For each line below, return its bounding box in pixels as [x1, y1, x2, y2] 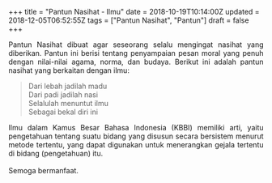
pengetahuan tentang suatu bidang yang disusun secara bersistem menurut [8, 131, 264, 141]
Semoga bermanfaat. [8, 166, 79, 175]
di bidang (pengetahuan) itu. [8, 149, 104, 158]
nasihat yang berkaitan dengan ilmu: [8, 66, 130, 75]
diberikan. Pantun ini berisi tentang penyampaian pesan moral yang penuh [8, 49, 264, 57]
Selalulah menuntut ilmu [28, 99, 109, 108]
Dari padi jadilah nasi [28, 90, 99, 100]
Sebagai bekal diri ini [28, 107, 99, 117]
